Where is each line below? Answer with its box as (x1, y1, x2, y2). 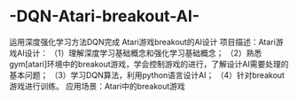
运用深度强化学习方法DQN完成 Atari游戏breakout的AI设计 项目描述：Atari (9, 36, 277, 47)
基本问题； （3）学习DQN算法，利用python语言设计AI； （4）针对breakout (9, 69, 285, 81)
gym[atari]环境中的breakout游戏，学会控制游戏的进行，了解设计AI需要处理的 (9, 58, 289, 69)
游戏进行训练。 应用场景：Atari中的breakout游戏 (9, 81, 186, 91)
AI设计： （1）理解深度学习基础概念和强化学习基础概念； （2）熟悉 (16, 47, 262, 58)
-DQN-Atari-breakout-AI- (9, 6, 200, 27)
